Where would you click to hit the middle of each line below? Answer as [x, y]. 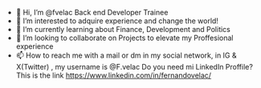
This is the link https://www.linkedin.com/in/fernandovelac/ [113, 75]
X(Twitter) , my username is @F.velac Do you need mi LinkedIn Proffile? [134, 67]
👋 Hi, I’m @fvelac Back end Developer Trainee [92, 12]
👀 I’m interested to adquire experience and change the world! [117, 21]
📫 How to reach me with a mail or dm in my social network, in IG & [126, 55]
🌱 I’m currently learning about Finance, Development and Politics [123, 29]
